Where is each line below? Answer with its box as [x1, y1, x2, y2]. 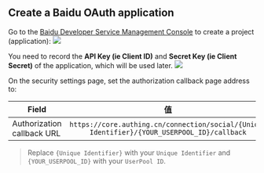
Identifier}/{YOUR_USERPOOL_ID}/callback [89, 128, 247, 136]
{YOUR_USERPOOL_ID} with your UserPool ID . [27, 156, 167, 165]
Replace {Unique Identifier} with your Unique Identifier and [27, 148, 231, 157]
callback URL [12, 128, 61, 139]
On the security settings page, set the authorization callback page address [8, 76, 250, 85]
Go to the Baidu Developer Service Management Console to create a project [8, 27, 255, 36]
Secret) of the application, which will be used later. [8, 60, 173, 70]
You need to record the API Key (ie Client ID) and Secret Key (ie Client [8, 51, 237, 61]
